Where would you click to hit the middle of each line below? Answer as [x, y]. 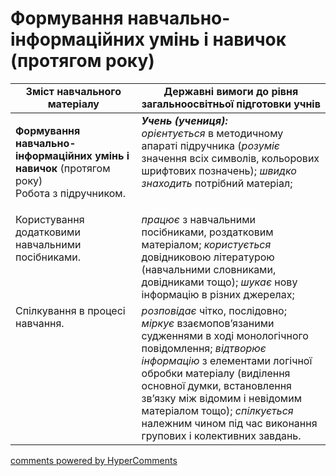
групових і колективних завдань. [221, 435]
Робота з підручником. [70, 193]
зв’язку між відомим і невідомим [221, 398]
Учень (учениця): [184, 120]
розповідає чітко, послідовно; [214, 310]
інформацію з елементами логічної [227, 360]
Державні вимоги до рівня [231, 91]
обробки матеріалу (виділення [216, 373]
